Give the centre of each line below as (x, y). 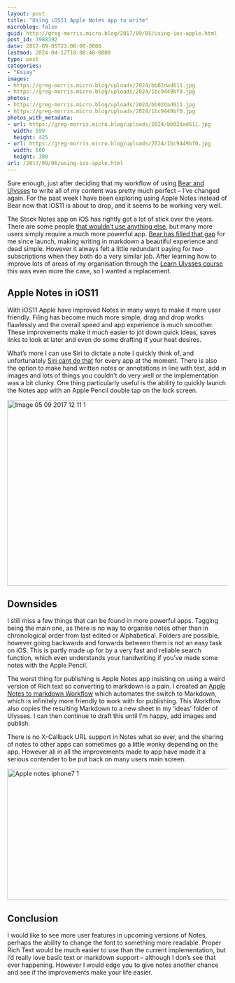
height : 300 (31, 157)
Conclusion (33, 918)
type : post (23, 59)
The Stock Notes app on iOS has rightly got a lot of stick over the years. (111, 219)
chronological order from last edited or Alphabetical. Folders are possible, (113, 636)
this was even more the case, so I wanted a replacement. (89, 271)
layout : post (26, 14)
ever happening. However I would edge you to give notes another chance (113, 965)
